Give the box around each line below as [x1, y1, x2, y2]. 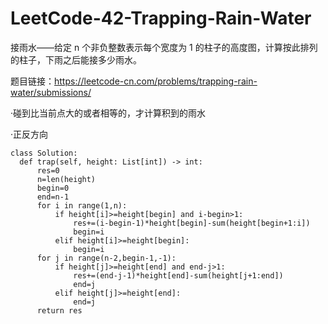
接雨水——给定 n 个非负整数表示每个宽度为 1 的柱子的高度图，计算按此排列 [10, 41, 318, 53]
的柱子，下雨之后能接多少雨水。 [10, 53, 142, 66]
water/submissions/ [10, 86, 92, 98]
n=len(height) [36, 174, 97, 184]
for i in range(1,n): [36, 200, 128, 211]
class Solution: [10, 148, 78, 158]
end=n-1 [36, 192, 70, 202]
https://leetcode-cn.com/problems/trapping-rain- [54, 75, 258, 87]
